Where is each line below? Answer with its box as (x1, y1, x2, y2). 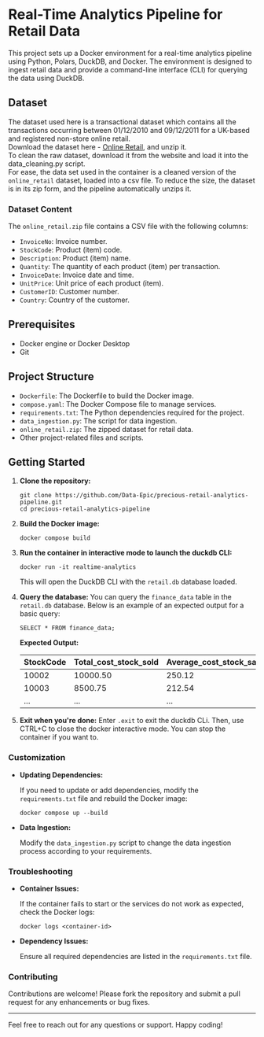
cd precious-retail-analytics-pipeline (19, 505, 151, 513)
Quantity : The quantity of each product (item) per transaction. (19, 262, 221, 271)
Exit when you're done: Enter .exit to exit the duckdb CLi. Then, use (19, 716, 244, 725)
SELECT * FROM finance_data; (19, 624, 115, 633)
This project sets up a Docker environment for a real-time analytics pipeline (8, 48, 252, 57)
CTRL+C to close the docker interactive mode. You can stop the (19, 724, 226, 733)
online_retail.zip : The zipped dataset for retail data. (19, 424, 194, 434)
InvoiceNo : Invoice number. (19, 237, 108, 246)
